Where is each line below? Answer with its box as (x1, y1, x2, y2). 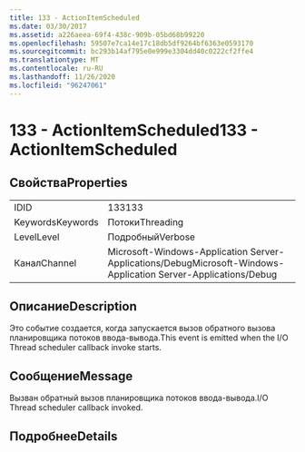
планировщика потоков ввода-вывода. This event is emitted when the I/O (9, 332, 289, 343)
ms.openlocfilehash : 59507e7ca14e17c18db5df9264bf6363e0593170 (9, 38, 254, 48)
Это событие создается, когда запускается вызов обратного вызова (9, 323, 276, 334)
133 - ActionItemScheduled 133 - (9, 120, 259, 141)
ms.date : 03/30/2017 (9, 22, 88, 31)
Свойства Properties (9, 175, 129, 191)
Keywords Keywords (14, 215, 100, 228)
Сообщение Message (9, 368, 133, 384)
